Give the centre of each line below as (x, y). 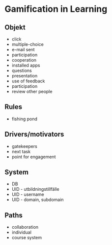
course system (27, 238)
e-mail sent (23, 50)
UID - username (28, 194)
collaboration (25, 227)
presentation (25, 76)
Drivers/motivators (34, 134)
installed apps (26, 65)
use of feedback (28, 81)
